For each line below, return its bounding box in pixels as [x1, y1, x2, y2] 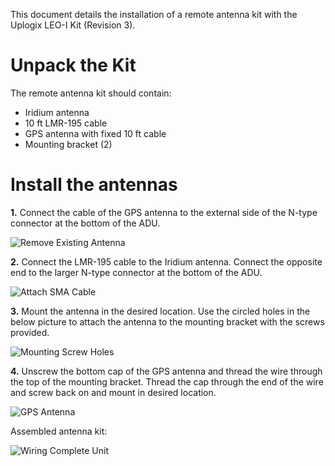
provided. [10, 326, 50, 338]
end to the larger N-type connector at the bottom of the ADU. [10, 266, 263, 278]
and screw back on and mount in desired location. [10, 386, 217, 398]
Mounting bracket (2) [24, 138, 113, 150]
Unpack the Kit [10, 54, 137, 77]
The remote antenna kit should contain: [10, 87, 172, 99]
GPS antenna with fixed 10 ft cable [24, 127, 167, 139]
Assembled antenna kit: [10, 425, 108, 437]
